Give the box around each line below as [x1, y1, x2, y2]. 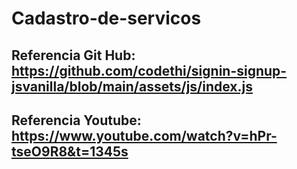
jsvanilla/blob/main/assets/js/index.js [11, 78, 254, 95]
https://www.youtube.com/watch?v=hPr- [11, 127, 278, 144]
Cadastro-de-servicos [11, 7, 202, 30]
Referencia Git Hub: [11, 47, 136, 64]
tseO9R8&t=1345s [11, 143, 129, 160]
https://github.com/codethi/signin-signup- [11, 62, 288, 79]
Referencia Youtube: [11, 112, 142, 129]
